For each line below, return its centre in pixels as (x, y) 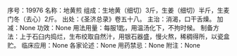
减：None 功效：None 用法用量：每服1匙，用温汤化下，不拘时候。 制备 (110, 28)
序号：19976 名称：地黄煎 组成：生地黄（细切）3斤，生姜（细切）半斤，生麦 (119, 10)
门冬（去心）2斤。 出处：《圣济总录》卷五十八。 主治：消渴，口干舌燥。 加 (115, 19)
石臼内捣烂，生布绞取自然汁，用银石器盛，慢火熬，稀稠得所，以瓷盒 (130, 36)
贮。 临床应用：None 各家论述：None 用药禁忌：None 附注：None (104, 45)
